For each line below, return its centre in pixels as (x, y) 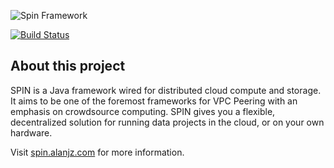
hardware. (31, 132)
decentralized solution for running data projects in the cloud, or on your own (167, 122)
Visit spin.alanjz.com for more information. (97, 152)
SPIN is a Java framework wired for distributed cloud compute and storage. (166, 90)
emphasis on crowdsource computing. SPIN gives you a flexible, (143, 111)
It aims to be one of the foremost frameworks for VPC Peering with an (154, 101)
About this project (68, 66)
